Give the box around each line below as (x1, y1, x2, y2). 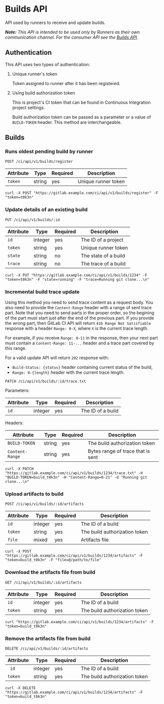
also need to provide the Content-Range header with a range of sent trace (5, 305, 152, 311)
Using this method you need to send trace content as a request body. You (5, 299, 154, 305)
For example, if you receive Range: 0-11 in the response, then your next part (5, 335, 158, 341)
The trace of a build (81, 260, 126, 267)
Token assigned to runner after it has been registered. (12, 80, 121, 86)
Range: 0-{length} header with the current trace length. (12, 369, 125, 375)
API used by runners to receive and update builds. (5, 20, 106, 25)
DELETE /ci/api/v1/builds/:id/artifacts (5, 646, 89, 651)
